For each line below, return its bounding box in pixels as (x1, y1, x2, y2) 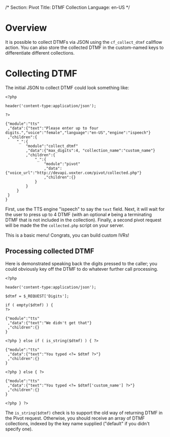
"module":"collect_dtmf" (25, 143, 79, 148)
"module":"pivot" (44, 161, 81, 166)
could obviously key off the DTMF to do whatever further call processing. (5, 266, 158, 272)
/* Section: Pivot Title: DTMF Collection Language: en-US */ (5, 5, 130, 10)
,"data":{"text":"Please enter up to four (7, 125, 99, 131)
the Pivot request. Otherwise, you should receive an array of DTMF (5, 415, 145, 421)
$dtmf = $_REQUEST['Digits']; (5, 293, 70, 299)
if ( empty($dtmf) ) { (5, 302, 53, 307)
